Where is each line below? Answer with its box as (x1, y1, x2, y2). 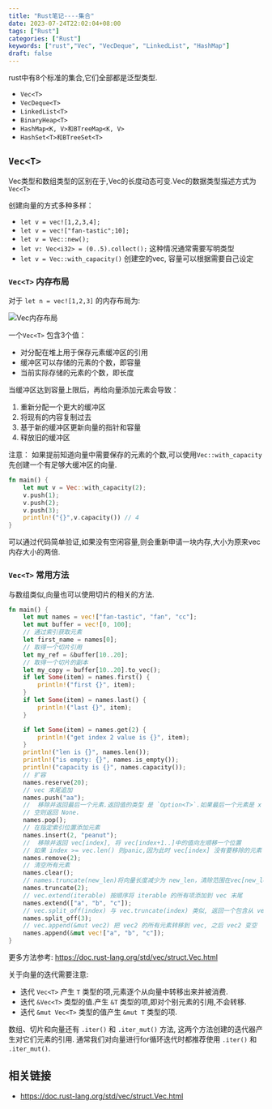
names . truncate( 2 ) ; (23, 884, 89, 893)
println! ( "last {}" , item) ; (37, 703, 132, 712)
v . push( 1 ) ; (23, 491, 60, 499)
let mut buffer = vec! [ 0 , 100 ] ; (23, 621, 132, 629)
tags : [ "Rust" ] (8, 27, 60, 35)
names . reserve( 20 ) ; (23, 778, 89, 786)
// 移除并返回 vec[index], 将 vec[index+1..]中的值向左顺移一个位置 (23, 838, 241, 847)
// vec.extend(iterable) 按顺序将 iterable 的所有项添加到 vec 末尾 (23, 891, 243, 900)
